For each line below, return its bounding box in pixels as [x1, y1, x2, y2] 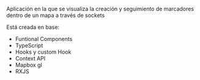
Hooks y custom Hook [15, 48, 72, 56]
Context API [15, 55, 46, 62]
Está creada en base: [6, 24, 60, 31]
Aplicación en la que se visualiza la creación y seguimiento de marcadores [6, 5, 194, 12]
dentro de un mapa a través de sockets [6, 12, 105, 19]
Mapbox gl [15, 61, 43, 68]
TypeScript [15, 42, 43, 49]
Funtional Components [15, 35, 73, 42]
